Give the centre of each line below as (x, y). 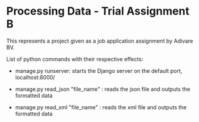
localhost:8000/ (35, 77)
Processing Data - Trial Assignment (98, 11)
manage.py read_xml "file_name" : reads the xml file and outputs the (101, 107)
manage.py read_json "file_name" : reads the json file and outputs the (103, 89)
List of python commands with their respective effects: (75, 59)
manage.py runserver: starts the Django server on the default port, (99, 70)
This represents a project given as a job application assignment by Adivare (100, 41)
